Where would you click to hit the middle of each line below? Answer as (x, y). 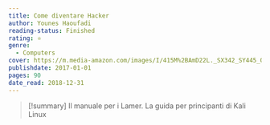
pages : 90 (25, 75)
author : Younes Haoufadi (50, 23)
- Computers (36, 53)
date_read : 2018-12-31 (46, 83)
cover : (19, 61)
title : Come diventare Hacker (59, 16)
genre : (19, 46)
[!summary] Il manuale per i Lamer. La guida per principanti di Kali (137, 106)
